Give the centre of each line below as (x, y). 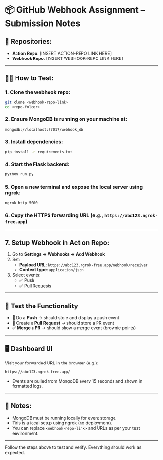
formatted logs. (27, 386)
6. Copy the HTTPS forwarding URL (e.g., (54, 215)
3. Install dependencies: (34, 141)
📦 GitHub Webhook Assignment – (75, 10)
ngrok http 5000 (21, 203)
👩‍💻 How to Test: (30, 78)
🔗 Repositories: (29, 42)
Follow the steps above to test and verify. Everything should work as (73, 447)
